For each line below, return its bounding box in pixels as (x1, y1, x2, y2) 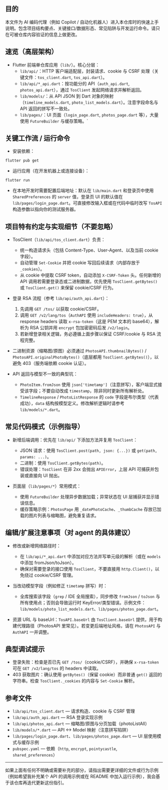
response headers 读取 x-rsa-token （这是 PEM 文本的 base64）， (19, 318, 155, 324)
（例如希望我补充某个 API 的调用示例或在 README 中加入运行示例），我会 (5, 773, 156, 779)
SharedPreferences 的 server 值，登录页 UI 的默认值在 (12, 194, 123, 200)
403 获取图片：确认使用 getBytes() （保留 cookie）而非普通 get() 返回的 (12, 671, 162, 677)
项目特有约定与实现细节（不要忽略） (5, 222, 117, 231)
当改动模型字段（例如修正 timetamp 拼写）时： (12, 582, 107, 588)
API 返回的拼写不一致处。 (19, 105, 72, 111)
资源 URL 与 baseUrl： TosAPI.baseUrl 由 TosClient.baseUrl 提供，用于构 (12, 616, 162, 622)
